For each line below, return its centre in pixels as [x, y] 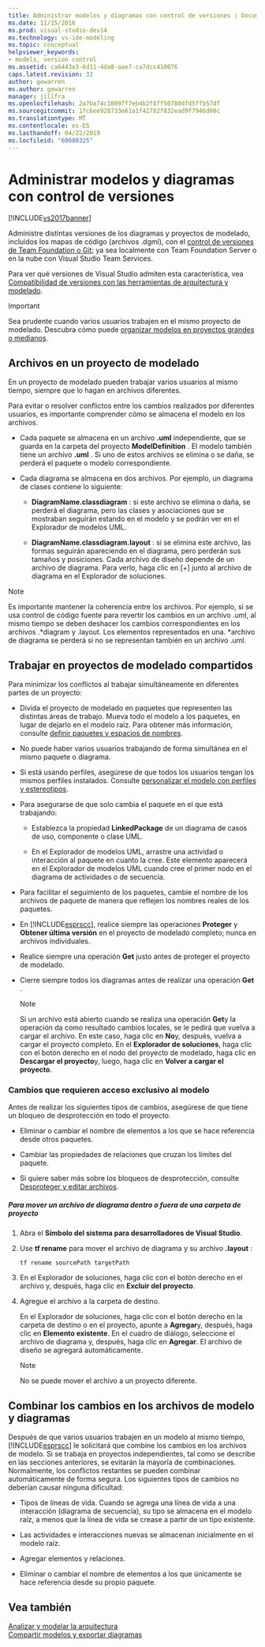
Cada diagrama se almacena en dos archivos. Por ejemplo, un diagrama [136, 478]
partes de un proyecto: [45, 693]
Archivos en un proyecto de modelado [104, 363]
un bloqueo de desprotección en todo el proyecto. [90, 1116]
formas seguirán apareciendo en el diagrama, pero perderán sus [136, 551]
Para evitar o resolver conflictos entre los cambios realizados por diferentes [131, 406]
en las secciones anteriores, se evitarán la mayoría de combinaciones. [122, 1462]
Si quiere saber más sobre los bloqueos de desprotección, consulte [129, 1178]
